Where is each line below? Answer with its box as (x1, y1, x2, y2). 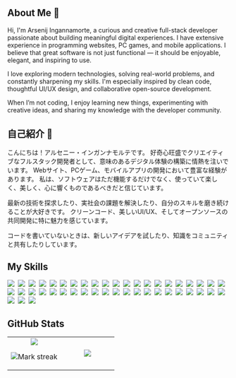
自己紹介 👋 (7, 128, 53, 140)
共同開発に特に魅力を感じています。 (7, 216, 112, 225)
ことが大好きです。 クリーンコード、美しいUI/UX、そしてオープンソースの (13, 207, 228, 215)
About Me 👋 (7, 7, 60, 19)
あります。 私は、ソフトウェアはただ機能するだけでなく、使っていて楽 (7, 175, 212, 183)
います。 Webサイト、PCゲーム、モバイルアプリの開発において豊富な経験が (7, 165, 228, 174)
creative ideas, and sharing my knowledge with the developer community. (7, 105, 222, 114)
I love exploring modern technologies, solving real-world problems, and (7, 69, 215, 78)
